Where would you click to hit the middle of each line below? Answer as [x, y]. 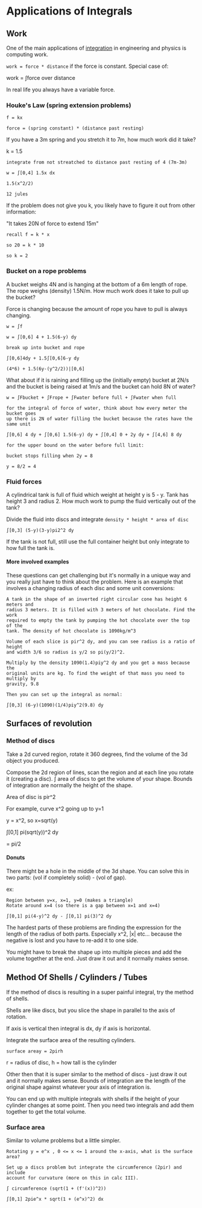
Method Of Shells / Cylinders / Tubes [77, 978]
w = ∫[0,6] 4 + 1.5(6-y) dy [42, 337]
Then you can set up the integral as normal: [64, 695]
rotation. [17, 1016]
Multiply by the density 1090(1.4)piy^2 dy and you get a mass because [98, 663]
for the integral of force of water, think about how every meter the [97, 408]
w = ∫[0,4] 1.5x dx [31, 173]
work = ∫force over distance [41, 78]
